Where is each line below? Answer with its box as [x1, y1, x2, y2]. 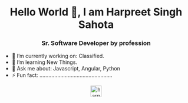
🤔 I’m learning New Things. [11, 59, 78, 66]
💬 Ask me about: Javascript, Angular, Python [11, 65, 121, 72]
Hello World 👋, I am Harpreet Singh [9, 5, 183, 19]
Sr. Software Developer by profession [41, 39, 151, 47]
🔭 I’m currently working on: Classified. [11, 53, 104, 60]
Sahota [78, 18, 114, 31]
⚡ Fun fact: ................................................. [11, 72, 113, 79]
